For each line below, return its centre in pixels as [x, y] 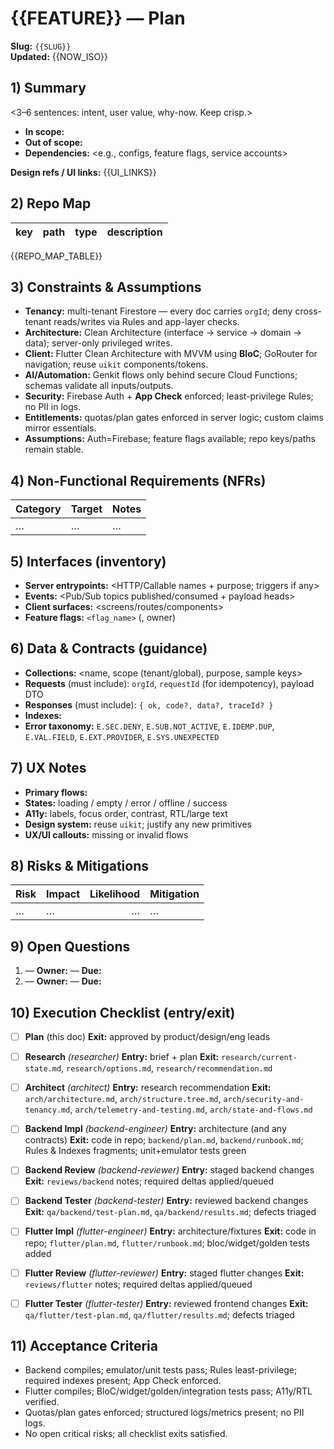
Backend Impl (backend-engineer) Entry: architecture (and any [155, 1129]
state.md [43, 1069]
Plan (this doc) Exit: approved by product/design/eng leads [147, 1037]
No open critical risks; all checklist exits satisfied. [126, 1434]
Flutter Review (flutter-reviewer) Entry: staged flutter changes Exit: [164, 1273]
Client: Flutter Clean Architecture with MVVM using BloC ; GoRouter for [171, 354]
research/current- [259, 1058]
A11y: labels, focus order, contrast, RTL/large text [126, 813]
